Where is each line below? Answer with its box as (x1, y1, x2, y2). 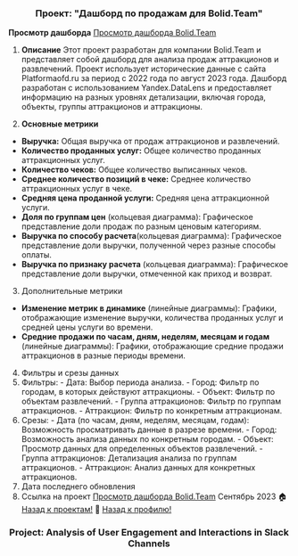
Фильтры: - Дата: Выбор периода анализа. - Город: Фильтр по (21, 377, 260, 388)
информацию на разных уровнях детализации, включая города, (21, 92, 267, 102)
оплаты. (21, 249, 53, 260)
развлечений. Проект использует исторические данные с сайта (21, 63, 267, 74)
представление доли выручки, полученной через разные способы (21, 240, 276, 251)
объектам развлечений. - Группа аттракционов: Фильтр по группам (21, 396, 282, 407)
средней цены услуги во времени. (21, 322, 153, 332)
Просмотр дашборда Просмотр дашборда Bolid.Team (8, 28, 217, 38)
